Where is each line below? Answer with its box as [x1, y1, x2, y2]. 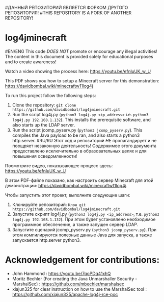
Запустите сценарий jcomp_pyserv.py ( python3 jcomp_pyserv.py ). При [12, 226, 157, 232]
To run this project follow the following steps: [5, 92, 96, 98]
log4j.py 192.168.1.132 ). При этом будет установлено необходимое [12, 216, 156, 222]
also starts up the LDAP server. [12, 122, 75, 127]
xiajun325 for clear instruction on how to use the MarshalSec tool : [12, 286, 147, 292]
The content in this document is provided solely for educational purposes [5, 53, 154, 59]
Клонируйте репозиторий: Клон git [12, 201, 86, 207]
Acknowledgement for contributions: [5, 254, 160, 266]
